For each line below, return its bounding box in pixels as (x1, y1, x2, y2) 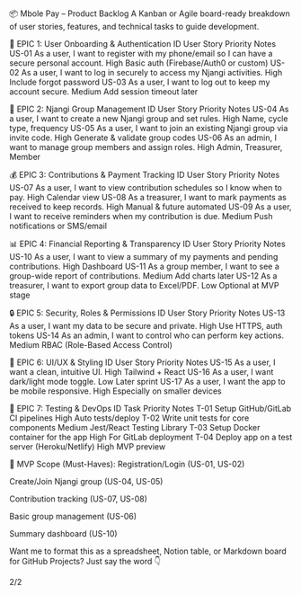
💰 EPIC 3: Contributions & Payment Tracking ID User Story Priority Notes (9, 170, 280, 180)
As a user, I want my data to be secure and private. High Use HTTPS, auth (9, 321, 283, 331)
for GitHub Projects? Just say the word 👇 (9, 556, 162, 566)
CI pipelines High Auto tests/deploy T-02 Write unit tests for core (9, 413, 250, 423)
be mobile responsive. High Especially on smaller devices (9, 386, 222, 396)
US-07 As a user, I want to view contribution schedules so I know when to (9, 182, 283, 192)
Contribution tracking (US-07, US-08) (9, 493, 148, 504)
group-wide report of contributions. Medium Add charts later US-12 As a (9, 271, 278, 281)
